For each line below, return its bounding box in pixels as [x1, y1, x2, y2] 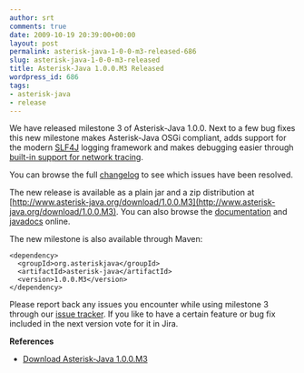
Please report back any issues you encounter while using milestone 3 [9, 299, 270, 310]
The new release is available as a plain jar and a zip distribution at [9, 187, 255, 198]
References [9, 336, 54, 347]
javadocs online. [9, 216, 71, 227]
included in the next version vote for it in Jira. [9, 318, 179, 329]
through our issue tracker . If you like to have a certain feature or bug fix [9, 308, 276, 319]
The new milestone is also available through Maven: [9, 234, 203, 245]
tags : [9, 81, 30, 90]
